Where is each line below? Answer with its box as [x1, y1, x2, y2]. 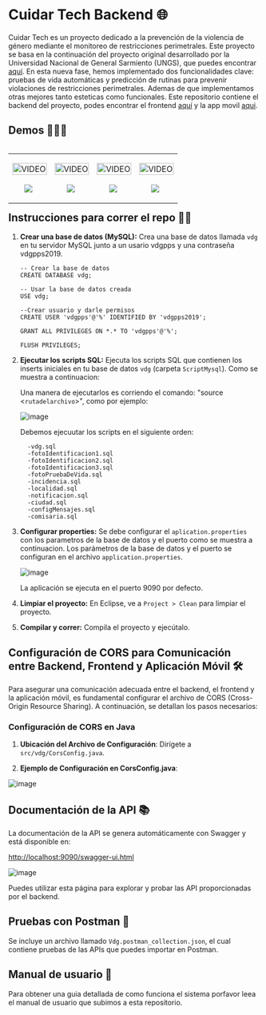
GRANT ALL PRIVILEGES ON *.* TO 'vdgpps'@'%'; [19, 328, 178, 336]
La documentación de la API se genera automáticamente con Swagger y [8, 829, 246, 838]
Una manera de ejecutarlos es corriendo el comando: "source [19, 388, 224, 397]
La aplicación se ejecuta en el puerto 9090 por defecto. [19, 583, 204, 593]
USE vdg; [19, 293, 50, 301]
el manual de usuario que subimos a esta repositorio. [8, 997, 183, 1007]
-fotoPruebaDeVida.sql [27, 471, 103, 479]
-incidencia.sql [27, 478, 81, 486]
